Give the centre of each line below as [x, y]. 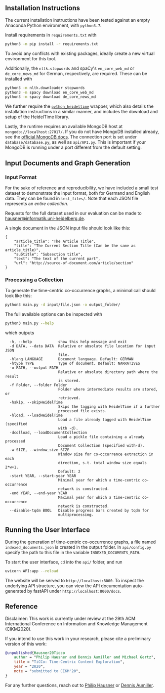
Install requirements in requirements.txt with [51, 35]
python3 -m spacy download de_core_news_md [51, 97]
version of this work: [26, 644]
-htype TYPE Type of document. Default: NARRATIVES [75, 364]
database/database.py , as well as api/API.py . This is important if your [76, 142]
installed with [19, 79]
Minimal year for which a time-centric [99, 480]
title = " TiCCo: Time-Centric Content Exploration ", [69, 662]
